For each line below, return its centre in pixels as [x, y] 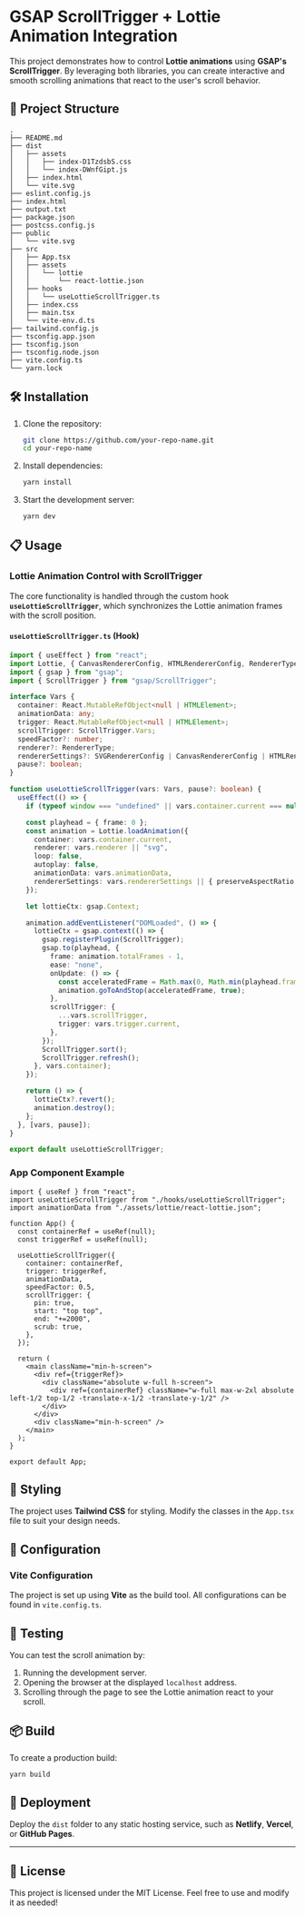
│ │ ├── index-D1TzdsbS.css [70, 162]
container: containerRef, [75, 1263]
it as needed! [34, 1902]
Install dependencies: [63, 466]
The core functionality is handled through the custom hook [119, 595]
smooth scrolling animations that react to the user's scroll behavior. [135, 80]
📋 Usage [36, 546]
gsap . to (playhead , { [81, 948]
